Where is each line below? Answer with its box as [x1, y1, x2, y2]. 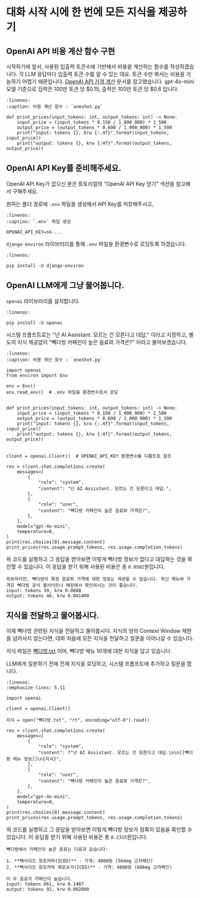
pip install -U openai [6, 320, 63, 326]
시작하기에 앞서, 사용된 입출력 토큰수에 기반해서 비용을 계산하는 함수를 [6, 63, 169, 70]
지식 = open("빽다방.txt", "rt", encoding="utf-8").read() [6, 718, 150, 724]
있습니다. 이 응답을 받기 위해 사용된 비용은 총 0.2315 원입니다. [6, 833, 148, 841]
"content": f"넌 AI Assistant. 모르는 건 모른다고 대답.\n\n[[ [38, 750, 185, 756]
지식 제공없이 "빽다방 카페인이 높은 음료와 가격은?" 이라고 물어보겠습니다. [17, 338, 187, 345]
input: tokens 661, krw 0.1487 [6, 881, 84, 887]
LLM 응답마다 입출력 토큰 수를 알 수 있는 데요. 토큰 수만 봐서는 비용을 [24, 71, 185, 78]
